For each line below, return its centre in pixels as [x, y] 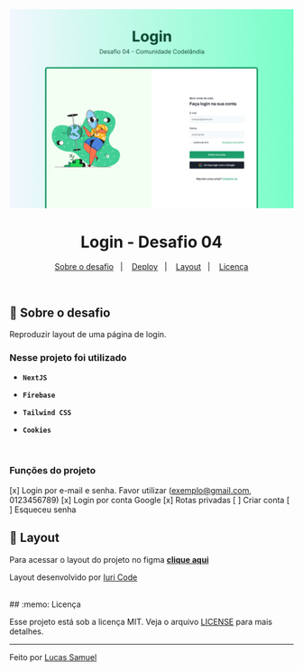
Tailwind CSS [47, 413]
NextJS [35, 378]
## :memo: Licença [45, 604]
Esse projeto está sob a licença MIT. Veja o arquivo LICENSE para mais [141, 621]
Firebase [39, 396]
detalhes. [27, 631]
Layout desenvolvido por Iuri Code [73, 577]
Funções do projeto [53, 471]
